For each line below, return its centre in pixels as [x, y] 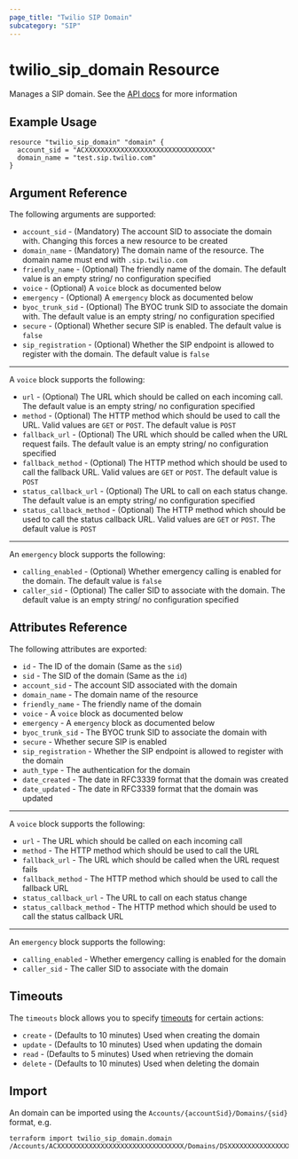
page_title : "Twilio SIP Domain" [71, 17]
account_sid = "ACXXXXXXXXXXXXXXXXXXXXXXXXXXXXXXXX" [117, 150]
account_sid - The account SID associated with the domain [129, 685]
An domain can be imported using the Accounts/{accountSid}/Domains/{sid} [149, 1112]
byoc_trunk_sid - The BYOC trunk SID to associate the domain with [145, 732]
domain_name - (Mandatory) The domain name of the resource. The [143, 250]
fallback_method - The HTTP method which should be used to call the [149, 879]
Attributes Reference [68, 628]
